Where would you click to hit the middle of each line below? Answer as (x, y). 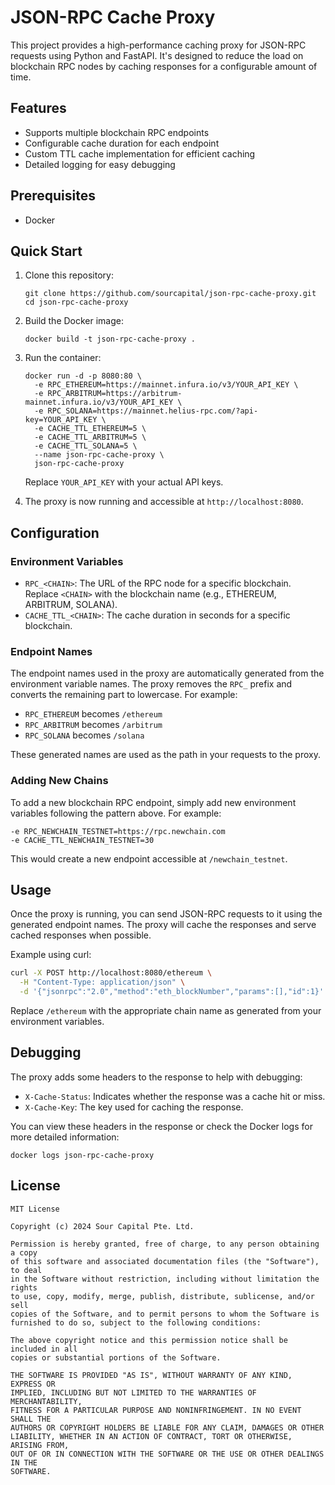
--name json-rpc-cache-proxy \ (99, 455)
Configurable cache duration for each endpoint (122, 143)
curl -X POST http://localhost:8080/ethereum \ (111, 973)
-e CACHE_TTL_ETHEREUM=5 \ (90, 429)
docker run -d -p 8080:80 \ (83, 376)
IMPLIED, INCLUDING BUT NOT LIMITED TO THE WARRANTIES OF (133, 1392)
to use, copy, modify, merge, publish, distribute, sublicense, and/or (162, 1296)
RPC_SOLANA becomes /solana (84, 735)
